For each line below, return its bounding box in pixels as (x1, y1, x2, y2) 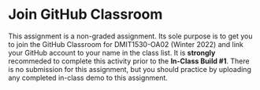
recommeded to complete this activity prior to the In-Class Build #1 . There (8, 56, 250, 66)
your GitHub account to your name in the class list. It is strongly (8, 48, 216, 57)
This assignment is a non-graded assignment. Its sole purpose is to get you (8, 31, 253, 41)
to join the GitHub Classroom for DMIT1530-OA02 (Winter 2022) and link (8, 39, 244, 49)
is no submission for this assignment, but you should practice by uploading (8, 64, 252, 74)
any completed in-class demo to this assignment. (8, 73, 168, 82)
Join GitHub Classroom (8, 5, 163, 23)
